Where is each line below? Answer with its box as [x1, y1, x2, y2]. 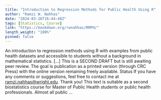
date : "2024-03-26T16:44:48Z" [5, 16, 67, 21]
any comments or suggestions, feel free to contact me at [5, 74, 120, 80]
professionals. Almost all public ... [5, 89, 73, 95]
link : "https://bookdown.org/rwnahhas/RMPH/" [5, 25, 99, 30]
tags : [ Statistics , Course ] [5, 20, 62, 26]
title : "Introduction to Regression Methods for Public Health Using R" [5, 7, 156, 12]
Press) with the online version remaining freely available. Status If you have [5, 68, 156, 74]
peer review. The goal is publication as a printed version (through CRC [5, 63, 146, 69]
